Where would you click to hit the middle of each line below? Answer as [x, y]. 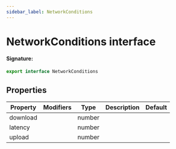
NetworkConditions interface [81, 41]
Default [156, 107]
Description [122, 107]
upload [19, 137]
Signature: [20, 59]
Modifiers [58, 107]
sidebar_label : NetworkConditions [50, 12]
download [24, 117]
